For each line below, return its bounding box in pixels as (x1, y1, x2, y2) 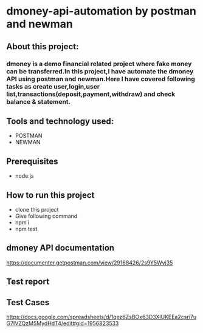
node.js (15, 172, 35, 180)
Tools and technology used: (6, 116, 114, 126)
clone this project (15, 206, 59, 213)
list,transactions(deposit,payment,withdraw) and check (6, 90, 176, 98)
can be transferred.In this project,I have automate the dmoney (6, 67, 194, 75)
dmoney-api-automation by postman (6, 4, 196, 18)
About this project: (6, 41, 79, 52)
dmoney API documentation (6, 243, 114, 253)
